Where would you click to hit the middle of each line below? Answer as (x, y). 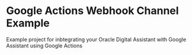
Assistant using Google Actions (44, 46)
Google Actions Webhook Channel (92, 11)
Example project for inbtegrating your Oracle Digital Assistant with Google (96, 39)
